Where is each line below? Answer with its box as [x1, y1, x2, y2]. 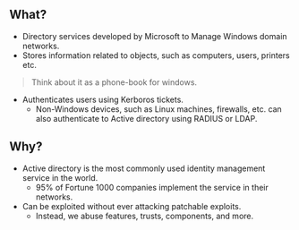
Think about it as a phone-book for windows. [30, 76, 198, 88]
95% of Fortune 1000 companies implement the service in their [35, 182, 269, 192]
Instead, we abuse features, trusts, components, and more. [35, 210, 254, 221]
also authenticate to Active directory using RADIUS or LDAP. [35, 113, 258, 124]
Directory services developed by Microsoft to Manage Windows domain [21, 30, 288, 41]
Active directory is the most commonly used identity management [21, 163, 266, 174]
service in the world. [21, 172, 98, 183]
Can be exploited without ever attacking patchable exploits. [21, 200, 242, 211]
